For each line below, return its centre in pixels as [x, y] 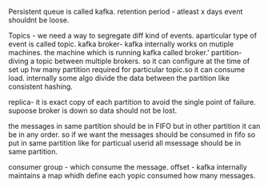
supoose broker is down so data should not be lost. [93, 110]
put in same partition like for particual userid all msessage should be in [125, 143]
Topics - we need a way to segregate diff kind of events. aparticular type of [133, 36]
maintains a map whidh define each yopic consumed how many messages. [132, 176]
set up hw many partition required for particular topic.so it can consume [127, 70]
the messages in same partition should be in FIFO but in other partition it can [134, 126]
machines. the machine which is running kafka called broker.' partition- [125, 52]
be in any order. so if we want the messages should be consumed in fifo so [132, 134]
